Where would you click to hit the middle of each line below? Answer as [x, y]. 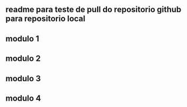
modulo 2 [23, 59]
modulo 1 [22, 38]
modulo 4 [24, 98]
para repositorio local [46, 19]
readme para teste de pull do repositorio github [93, 10]
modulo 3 [23, 78]
